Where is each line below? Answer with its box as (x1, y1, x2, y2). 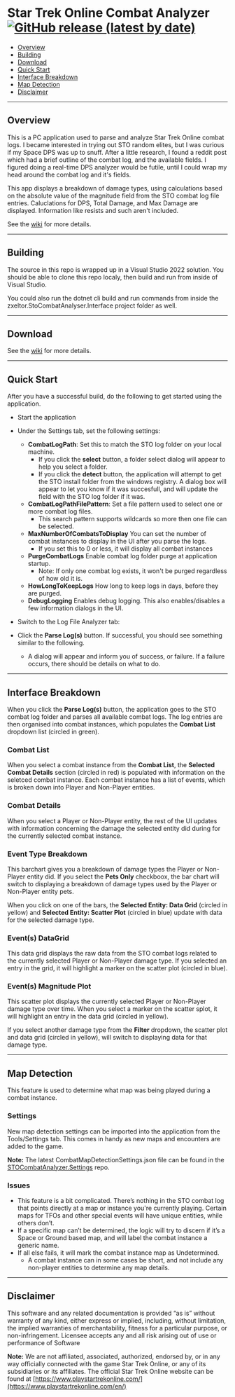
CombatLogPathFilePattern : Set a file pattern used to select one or (27, 500, 222, 509)
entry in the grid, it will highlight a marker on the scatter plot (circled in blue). (7, 964, 228, 972)
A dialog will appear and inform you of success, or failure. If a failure (27, 652, 225, 661)
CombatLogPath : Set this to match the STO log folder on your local (27, 440, 222, 449)
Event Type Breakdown (7, 849, 87, 859)
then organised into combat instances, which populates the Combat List (7, 720, 215, 728)
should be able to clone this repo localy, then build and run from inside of (7, 273, 218, 281)
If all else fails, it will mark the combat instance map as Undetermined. (17, 1248, 220, 1257)
